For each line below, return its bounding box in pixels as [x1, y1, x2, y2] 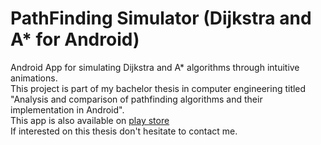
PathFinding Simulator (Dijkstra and [10, 7, 312, 30]
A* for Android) [10, 28, 140, 51]
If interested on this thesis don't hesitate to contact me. [10, 125, 238, 137]
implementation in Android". [10, 103, 125, 116]
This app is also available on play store [10, 114, 170, 126]
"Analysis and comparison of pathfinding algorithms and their [10, 93, 263, 105]
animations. [10, 72, 58, 84]
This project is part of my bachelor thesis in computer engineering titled [10, 82, 307, 94]
